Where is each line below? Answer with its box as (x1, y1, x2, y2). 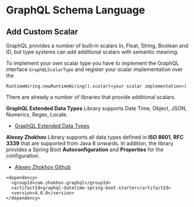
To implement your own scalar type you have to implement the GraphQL (6, 59, 179, 66)
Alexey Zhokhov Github (14, 164, 71, 170)
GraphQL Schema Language (6, 3, 145, 17)
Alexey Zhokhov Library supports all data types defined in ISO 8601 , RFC (6, 134, 184, 141)
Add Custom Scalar (6, 27, 78, 37)
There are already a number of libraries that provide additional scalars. (6, 94, 176, 100)
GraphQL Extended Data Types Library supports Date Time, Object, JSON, (6, 105, 187, 111)
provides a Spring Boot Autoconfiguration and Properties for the (6, 146, 164, 153)
